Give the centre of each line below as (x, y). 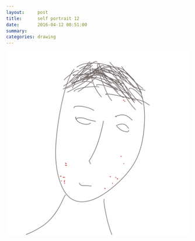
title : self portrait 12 (43, 18)
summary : (17, 31)
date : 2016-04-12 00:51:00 (47, 25)
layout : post (27, 12)
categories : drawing (31, 37)
